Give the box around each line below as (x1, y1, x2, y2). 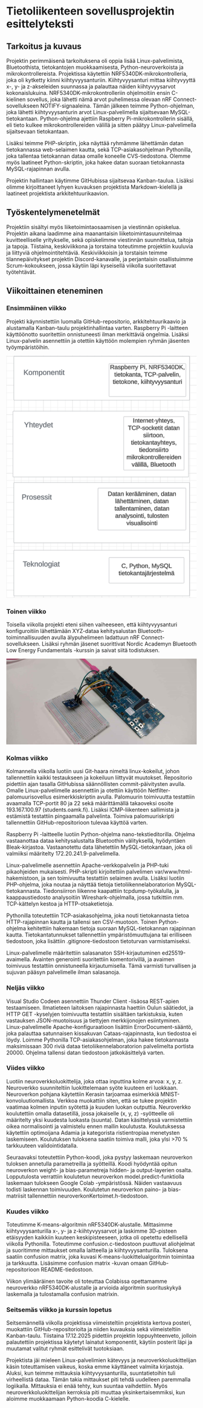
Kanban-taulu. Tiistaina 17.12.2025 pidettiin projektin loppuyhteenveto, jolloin (6, 1332, 197, 1340)
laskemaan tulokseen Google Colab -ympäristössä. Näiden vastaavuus (6, 1179, 182, 1186)
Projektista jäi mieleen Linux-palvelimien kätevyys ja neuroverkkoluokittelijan (6, 1357, 197, 1364)
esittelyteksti (6, 17, 74, 31)
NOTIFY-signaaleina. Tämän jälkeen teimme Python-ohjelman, (40, 102, 195, 109)
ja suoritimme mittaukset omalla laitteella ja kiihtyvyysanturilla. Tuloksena (6, 1247, 188, 1254)
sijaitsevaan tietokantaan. (6, 128, 69, 135)
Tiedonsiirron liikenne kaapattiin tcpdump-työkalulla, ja (42, 887, 179, 895)
